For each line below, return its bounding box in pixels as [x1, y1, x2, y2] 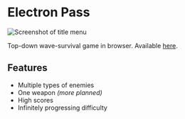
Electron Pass [7, 4, 90, 21]
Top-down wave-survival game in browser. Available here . [7, 41, 178, 50]
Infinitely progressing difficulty [17, 103, 108, 112]
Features [7, 62, 48, 74]
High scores [17, 96, 53, 104]
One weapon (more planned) [17, 88, 103, 96]
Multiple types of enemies [17, 81, 95, 89]
